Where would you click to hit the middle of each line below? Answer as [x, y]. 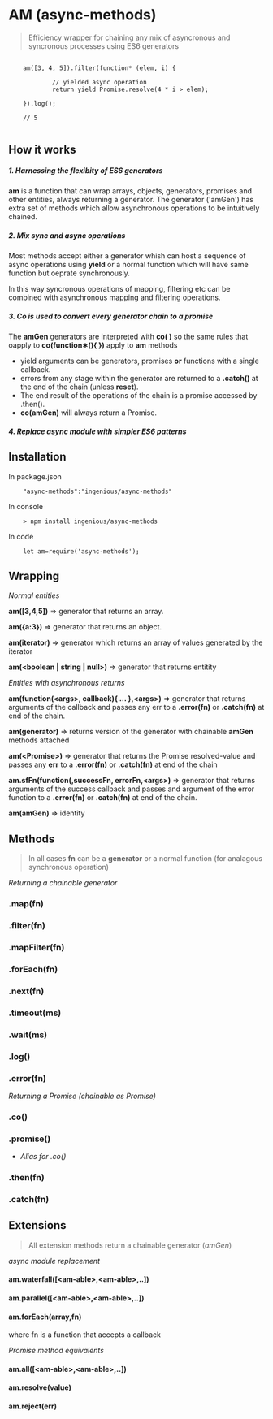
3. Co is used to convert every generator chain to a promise [111, 316]
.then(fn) [26, 1178]
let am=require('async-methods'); [81, 551]
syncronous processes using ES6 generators [104, 45]
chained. [23, 217]
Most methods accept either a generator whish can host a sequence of [127, 256]
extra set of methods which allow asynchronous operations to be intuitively [134, 208]
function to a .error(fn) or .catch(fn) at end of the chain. [103, 798]
